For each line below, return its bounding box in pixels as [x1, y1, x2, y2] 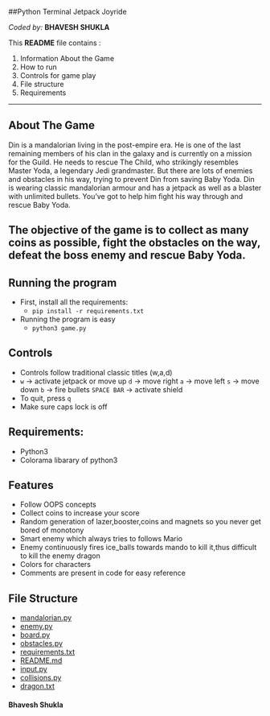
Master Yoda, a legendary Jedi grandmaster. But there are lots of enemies [8, 165, 253, 176]
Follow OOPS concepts [19, 499, 96, 510]
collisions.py [19, 673, 62, 683]
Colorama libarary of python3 [19, 455, 118, 465]
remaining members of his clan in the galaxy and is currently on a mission [8, 148, 252, 158]
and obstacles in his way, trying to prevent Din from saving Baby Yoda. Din [8, 174, 255, 184]
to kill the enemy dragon [19, 551, 100, 561]
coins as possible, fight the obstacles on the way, [8, 236, 261, 250]
